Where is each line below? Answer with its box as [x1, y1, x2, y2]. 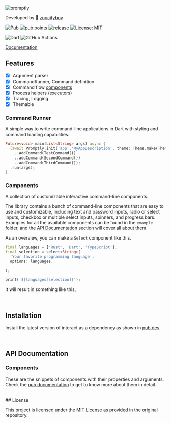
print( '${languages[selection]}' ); [5, 277, 81, 282]
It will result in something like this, [5, 286, 76, 293]
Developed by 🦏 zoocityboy [5, 15, 64, 20]
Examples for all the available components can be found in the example [5, 219, 153, 225]
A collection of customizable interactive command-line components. [5, 193, 149, 199]
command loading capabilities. [5, 131, 70, 138]
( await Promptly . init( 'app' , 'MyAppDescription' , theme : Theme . [10, 146, 147, 151]
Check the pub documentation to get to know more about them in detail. [5, 381, 157, 387]
